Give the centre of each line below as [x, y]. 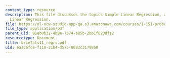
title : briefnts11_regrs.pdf [36, 43]
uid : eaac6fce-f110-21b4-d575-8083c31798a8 [52, 47]
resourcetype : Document [30, 38]
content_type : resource [30, 10]
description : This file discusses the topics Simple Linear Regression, [83, 15]
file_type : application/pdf [35, 29]
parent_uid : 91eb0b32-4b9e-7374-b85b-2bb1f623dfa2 [60, 33]
